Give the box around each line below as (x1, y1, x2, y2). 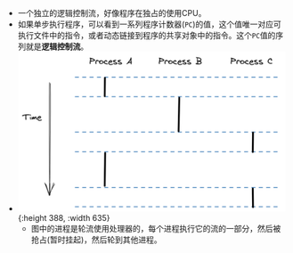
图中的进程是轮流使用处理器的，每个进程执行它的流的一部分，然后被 (30, 223, 281, 233)
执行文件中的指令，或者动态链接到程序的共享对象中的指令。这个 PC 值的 (17, 30, 276, 40)
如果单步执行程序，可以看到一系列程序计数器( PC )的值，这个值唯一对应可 (17, 19, 282, 29)
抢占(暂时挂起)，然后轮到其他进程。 (30, 234, 162, 245)
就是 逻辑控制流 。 (25, 41, 89, 52)
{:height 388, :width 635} (17, 212, 110, 223)
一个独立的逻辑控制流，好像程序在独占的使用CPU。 (17, 8, 207, 18)
